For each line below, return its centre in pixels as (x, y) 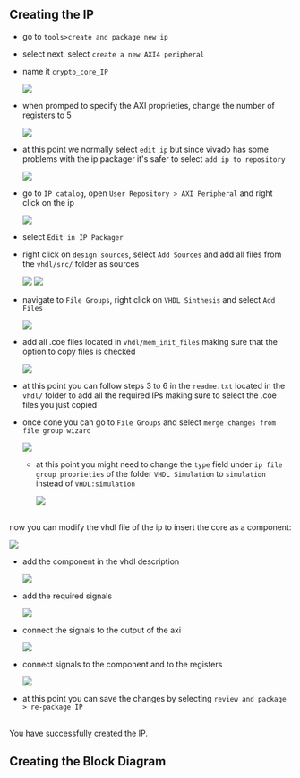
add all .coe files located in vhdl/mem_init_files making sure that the (150, 341)
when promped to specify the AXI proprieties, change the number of (148, 105)
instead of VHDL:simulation (86, 483)
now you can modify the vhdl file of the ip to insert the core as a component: (150, 527)
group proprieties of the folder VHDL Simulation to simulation (150, 473)
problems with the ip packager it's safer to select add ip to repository (154, 159)
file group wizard (56, 430)
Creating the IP (51, 15)
